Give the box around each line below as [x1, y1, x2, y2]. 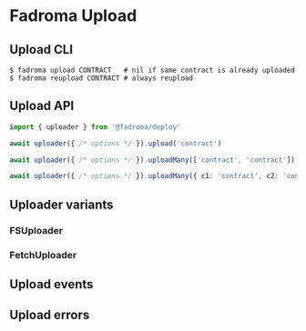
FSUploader [9, 224, 64, 236]
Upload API [9, 98, 75, 114]
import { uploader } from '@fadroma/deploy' [9, 122, 181, 132]
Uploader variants [9, 196, 114, 212]
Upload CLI [9, 42, 74, 57]
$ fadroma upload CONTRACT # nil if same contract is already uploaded [9, 65, 296, 75]
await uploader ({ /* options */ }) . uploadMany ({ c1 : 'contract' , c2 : [9, 172, 280, 181]
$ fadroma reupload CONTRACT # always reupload [9, 74, 194, 83]
